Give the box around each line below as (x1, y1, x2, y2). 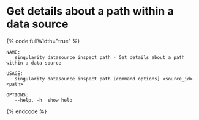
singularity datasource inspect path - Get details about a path (14, 54, 185, 60)
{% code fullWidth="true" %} (6, 37, 80, 44)
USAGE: (6, 70, 23, 77)
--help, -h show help (14, 97, 72, 103)
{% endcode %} (6, 108, 47, 115)
